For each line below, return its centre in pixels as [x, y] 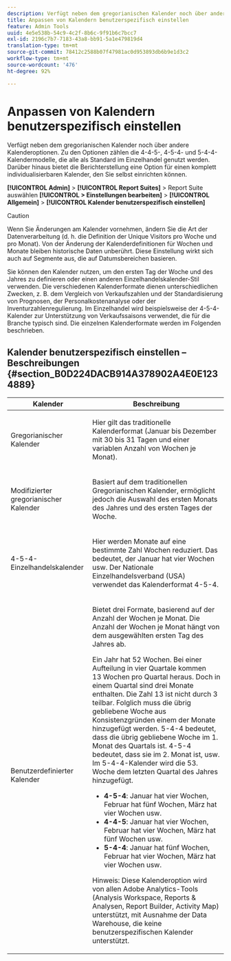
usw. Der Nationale [123, 568]
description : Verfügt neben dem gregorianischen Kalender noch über [107, 13]
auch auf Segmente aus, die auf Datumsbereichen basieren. [92, 259]
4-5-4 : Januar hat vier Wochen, [156, 796]
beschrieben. [26, 330]
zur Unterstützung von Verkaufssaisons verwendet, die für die [122, 316]
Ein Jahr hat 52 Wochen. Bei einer [147, 660]
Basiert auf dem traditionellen [140, 482]
